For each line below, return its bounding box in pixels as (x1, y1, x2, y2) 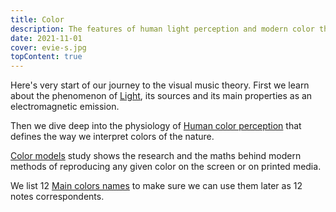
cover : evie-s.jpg (10, 42, 87, 53)
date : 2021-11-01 (10, 33, 83, 43)
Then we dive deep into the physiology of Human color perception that (10, 120, 302, 132)
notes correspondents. (10, 191, 105, 203)
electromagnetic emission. (10, 101, 120, 113)
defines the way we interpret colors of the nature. (10, 131, 215, 143)
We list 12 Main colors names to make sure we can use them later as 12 (10, 180, 303, 192)
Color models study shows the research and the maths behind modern (10, 150, 302, 162)
